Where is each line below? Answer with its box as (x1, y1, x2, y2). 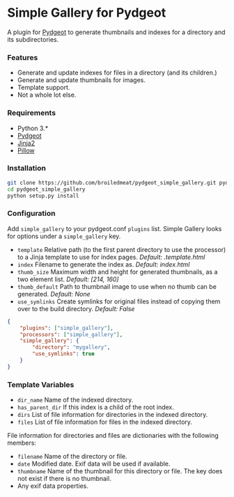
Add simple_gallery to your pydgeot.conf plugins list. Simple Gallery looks (7, 224, 222, 232)
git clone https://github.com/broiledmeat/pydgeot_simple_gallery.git (7, 179, 217, 186)
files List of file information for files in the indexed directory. (17, 418, 193, 426)
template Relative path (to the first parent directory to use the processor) (17, 245, 226, 253)
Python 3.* (17, 124, 49, 132)
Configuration (7, 209, 56, 219)
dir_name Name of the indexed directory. (17, 395, 134, 404)
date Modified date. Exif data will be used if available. (17, 459, 171, 468)
